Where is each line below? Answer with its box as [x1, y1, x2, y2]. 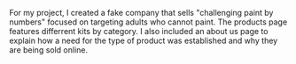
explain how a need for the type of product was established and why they [9, 35, 278, 46]
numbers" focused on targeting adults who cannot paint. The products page [9, 17, 288, 27]
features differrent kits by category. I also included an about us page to [9, 26, 269, 36]
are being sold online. [9, 45, 89, 55]
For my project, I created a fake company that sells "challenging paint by [9, 8, 274, 18]
